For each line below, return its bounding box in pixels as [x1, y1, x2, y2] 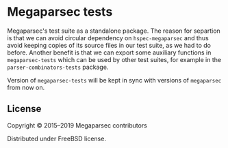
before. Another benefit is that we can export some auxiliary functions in [7, 48, 212, 57]
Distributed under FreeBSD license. [7, 134, 106, 143]
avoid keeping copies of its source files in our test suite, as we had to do [7, 41, 211, 49]
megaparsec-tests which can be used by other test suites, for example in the [7, 55, 221, 63]
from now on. [7, 83, 45, 91]
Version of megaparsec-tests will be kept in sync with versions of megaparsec [7, 76, 222, 84]
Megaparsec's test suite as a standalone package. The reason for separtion [7, 27, 220, 35]
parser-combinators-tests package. [7, 63, 109, 71]
